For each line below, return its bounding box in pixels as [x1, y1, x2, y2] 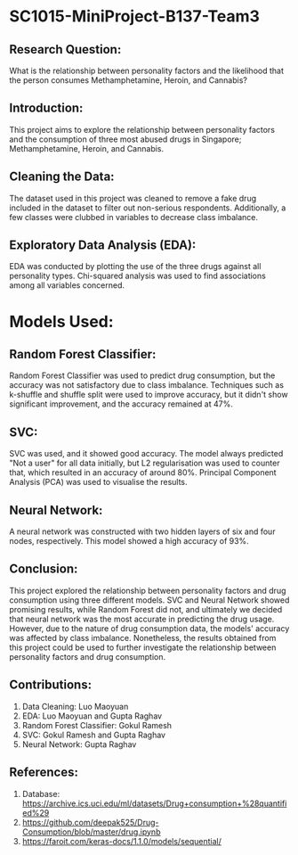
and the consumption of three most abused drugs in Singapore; [9, 134, 242, 144]
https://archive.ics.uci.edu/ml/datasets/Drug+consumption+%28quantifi [21, 798, 287, 809]
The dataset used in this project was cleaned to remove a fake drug [9, 193, 257, 203]
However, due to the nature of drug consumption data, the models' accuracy [9, 622, 290, 634]
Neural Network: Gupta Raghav [21, 738, 137, 750]
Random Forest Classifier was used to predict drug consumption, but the [9, 370, 276, 381]
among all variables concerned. [9, 280, 125, 291]
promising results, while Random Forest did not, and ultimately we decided [9, 604, 283, 614]
